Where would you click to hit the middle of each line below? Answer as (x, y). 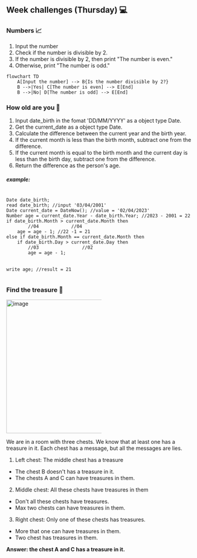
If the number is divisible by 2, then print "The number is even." (94, 59)
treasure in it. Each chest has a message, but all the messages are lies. (94, 448)
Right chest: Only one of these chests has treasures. (80, 520)
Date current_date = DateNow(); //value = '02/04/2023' (78, 210)
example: (18, 179)
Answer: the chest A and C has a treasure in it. (66, 550)
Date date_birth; (28, 200)
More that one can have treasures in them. (68, 531)
